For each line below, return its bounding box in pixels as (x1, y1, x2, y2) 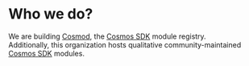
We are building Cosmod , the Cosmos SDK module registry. (8, 31, 207, 41)
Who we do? (8, 5, 93, 23)
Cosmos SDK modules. (8, 48, 85, 58)
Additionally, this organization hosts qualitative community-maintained (8, 39, 242, 49)
